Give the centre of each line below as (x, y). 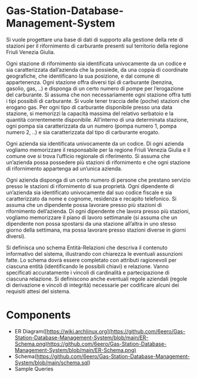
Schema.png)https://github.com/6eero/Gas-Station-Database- (91, 344)
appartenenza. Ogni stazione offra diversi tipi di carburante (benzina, (90, 82)
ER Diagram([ (31, 331)
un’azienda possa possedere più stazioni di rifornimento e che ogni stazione (98, 162)
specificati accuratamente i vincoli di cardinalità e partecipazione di (88, 272)
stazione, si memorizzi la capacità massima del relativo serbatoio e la (90, 113)
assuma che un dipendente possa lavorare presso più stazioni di (84, 205)
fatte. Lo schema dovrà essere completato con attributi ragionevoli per (91, 260)
